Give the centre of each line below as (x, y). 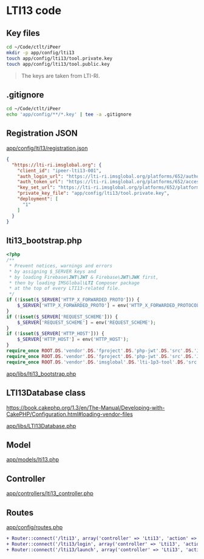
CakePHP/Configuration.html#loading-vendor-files (70, 414)
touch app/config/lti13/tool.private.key (59, 58)
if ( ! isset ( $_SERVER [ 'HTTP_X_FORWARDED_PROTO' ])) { (73, 300)
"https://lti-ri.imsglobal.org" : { (57, 165)
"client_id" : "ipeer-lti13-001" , (59, 171)
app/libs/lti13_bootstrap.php (41, 374)
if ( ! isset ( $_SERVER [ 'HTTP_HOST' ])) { (55, 334)
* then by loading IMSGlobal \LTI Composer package (74, 283)
